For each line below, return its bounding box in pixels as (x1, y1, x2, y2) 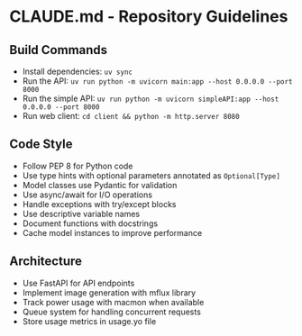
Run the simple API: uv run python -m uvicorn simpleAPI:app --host (22, 93, 279, 104)
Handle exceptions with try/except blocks (22, 198, 177, 209)
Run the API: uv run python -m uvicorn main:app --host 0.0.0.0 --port (22, 76, 293, 86)
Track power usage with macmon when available (22, 296, 205, 307)
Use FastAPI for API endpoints (22, 277, 135, 288)
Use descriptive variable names (22, 208, 141, 219)
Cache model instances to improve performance (22, 227, 203, 238)
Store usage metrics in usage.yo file (22, 315, 157, 326)
